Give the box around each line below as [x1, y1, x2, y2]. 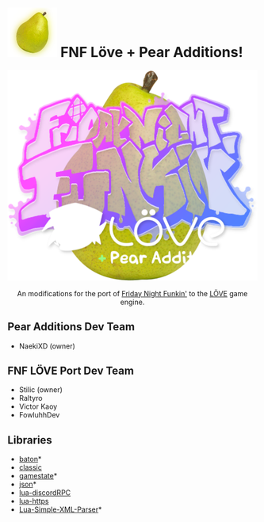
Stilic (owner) [18, 385, 63, 394]
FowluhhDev [18, 410, 60, 420]
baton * [18, 455, 42, 464]
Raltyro [18, 394, 43, 403]
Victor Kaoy [18, 402, 58, 411]
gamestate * [18, 471, 58, 481]
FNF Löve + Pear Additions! [59, 44, 243, 62]
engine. [120, 297, 145, 307]
